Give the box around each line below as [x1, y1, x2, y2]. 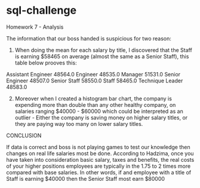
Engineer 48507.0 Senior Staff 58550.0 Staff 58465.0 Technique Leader [6, 77, 183, 84]
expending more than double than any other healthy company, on [14, 101, 176, 108]
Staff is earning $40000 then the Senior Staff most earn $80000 [6, 175, 165, 182]
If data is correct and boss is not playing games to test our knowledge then [6, 143, 191, 150]
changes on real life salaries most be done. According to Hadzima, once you [6, 150, 194, 157]
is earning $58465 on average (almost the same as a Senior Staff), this [14, 53, 189, 60]
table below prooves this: [14, 59, 77, 66]
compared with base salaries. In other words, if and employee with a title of [6, 168, 192, 176]
